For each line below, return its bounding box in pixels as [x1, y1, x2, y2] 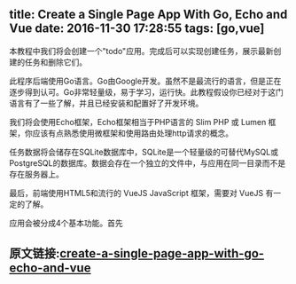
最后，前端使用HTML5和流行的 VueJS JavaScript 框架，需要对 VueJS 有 [9, 187, 274, 198]
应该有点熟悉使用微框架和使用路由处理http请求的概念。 [32, 128, 234, 138]
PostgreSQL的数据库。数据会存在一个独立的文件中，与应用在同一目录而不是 [9, 157, 286, 168]
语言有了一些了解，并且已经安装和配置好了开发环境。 [9, 98, 204, 108]
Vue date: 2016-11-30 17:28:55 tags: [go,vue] [9, 21, 265, 36]
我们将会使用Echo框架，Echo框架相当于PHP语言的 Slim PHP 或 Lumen [9, 116, 267, 127]
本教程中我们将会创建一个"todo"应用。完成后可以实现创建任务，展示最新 [9, 45, 274, 56]
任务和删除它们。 [24, 57, 87, 67]
